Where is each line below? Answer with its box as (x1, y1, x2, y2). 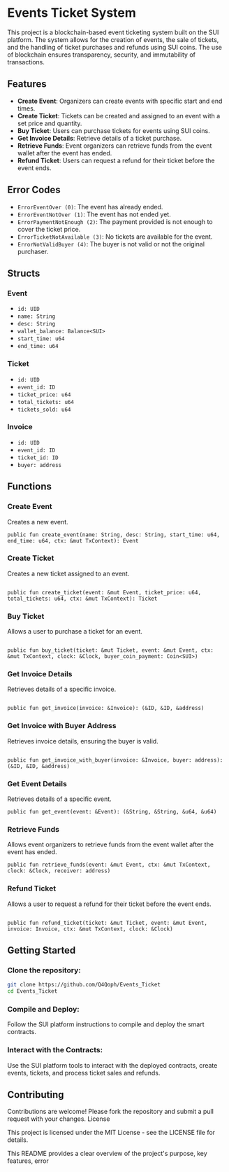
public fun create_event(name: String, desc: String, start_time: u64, (7, 531, 220, 538)
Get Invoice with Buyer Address (7, 721, 117, 731)
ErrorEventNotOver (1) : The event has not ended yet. (17, 210, 171, 218)
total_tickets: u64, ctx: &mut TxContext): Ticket (7, 595, 158, 602)
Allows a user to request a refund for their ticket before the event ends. (7, 900, 212, 908)
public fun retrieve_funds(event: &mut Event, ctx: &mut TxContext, (7, 861, 211, 869)
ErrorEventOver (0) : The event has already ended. (17, 202, 163, 211)
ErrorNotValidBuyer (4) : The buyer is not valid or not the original (17, 239, 205, 248)
